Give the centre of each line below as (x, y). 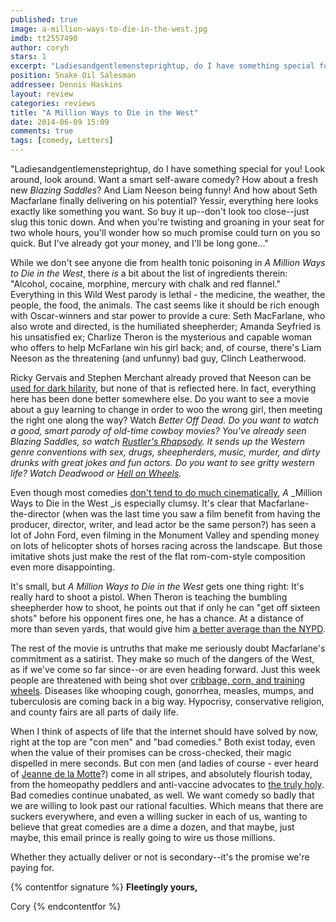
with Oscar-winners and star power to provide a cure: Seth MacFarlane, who (168, 315)
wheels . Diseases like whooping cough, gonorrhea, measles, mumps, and (162, 690)
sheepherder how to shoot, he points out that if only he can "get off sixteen (165, 607)
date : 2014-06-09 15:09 (60, 122)
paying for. (32, 867)
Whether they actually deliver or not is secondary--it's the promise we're (160, 857)
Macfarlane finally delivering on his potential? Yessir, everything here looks (164, 200)
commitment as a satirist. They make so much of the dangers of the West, (162, 659)
